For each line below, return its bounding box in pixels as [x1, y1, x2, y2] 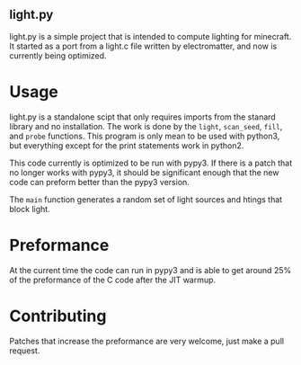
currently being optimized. [9, 49, 107, 61]
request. [9, 345, 40, 356]
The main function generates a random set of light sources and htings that [9, 193, 283, 205]
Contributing [9, 306, 107, 326]
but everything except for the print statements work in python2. [9, 139, 244, 151]
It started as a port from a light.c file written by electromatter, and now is [9, 40, 278, 51]
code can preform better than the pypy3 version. [9, 176, 190, 187]
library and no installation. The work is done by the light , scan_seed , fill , [9, 120, 283, 131]
